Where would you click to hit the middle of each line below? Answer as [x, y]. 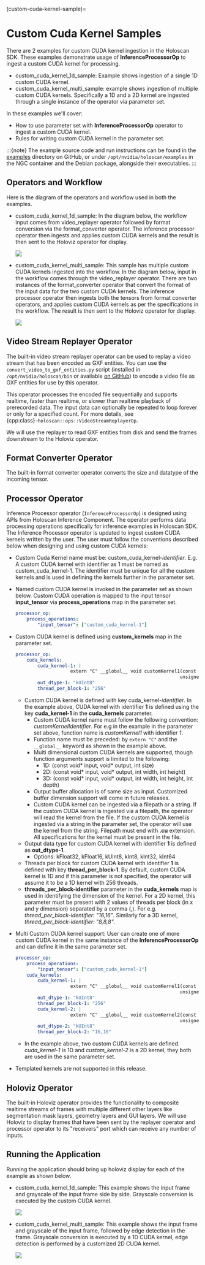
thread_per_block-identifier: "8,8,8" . [70, 922]
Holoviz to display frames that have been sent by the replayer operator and [101, 1122]
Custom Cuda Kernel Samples [84, 34]
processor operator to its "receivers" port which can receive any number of [101, 1129]
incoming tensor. [28, 479]
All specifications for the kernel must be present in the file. [107, 837]
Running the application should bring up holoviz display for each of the [95, 1169]
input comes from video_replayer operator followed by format [93, 222]
